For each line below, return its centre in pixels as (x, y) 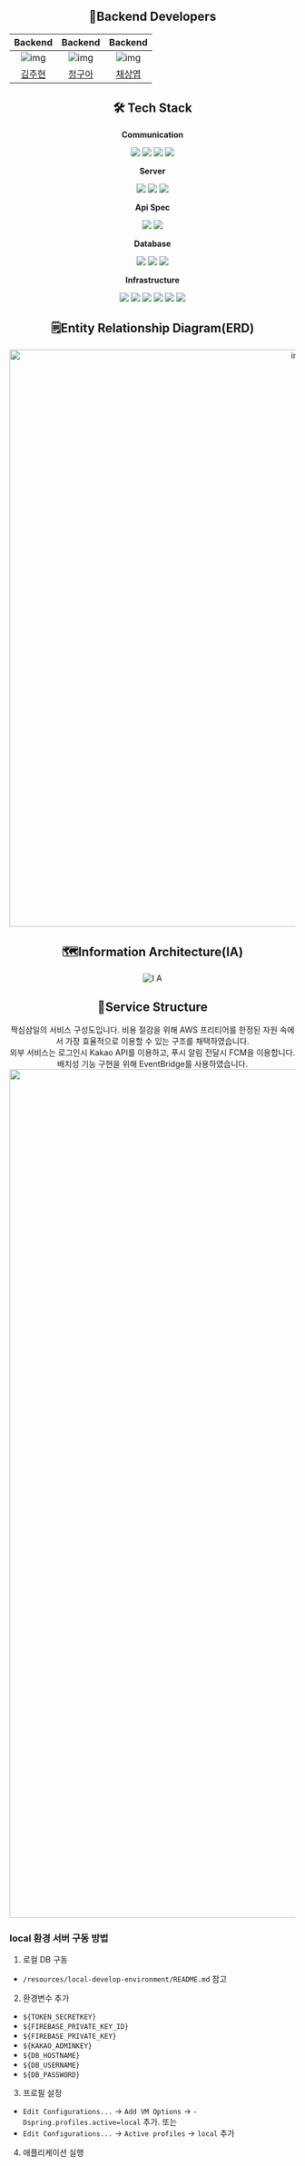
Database (152, 243)
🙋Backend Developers (152, 17)
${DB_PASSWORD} (51, 2075)
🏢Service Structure (152, 1007)
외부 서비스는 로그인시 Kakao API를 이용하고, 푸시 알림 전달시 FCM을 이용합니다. (152, 1053)
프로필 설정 (42, 2093)
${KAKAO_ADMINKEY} (57, 2046)
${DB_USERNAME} (51, 2066)
